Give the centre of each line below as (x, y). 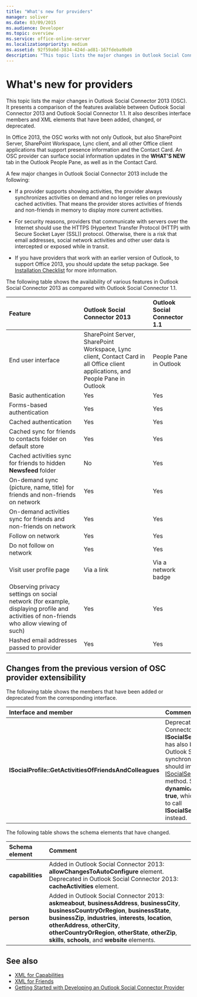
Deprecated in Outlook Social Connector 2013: (114, 879)
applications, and (107, 371)
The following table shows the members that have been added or (85, 692)
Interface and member (41, 712)
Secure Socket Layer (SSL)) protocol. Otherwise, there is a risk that (96, 234)
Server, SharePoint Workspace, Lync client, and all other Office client (89, 143)
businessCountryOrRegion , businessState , (110, 911)
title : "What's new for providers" (50, 11)
